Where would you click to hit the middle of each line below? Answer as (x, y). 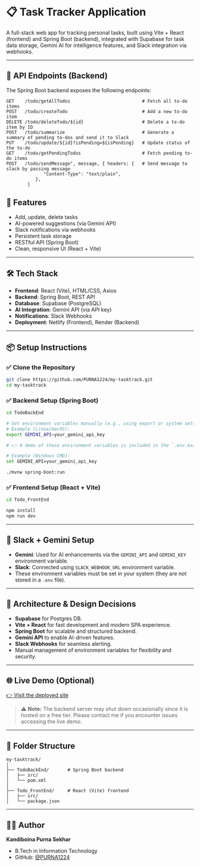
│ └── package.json (33, 801)
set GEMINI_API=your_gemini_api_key (51, 462)
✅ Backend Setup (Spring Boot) (52, 400)
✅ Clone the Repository (41, 367)
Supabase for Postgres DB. (48, 618)
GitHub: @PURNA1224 (42, 857)
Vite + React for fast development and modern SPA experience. (93, 625)
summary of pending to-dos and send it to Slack (68, 137)
